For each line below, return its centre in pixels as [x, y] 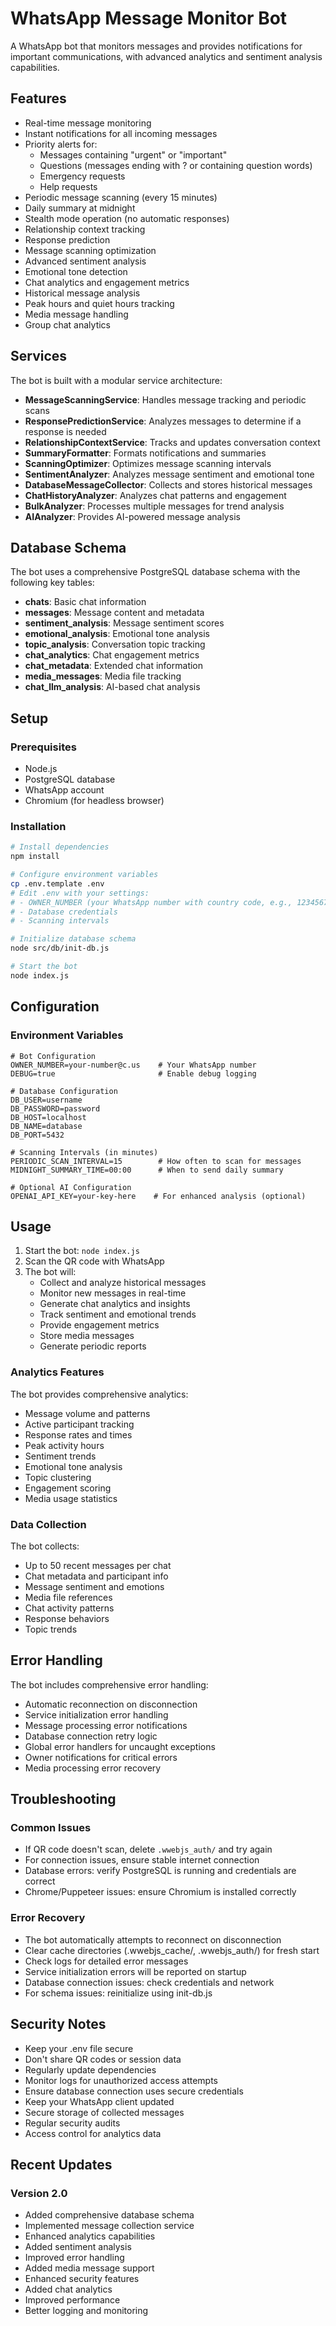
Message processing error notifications [106, 1725]
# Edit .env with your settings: [80, 893]
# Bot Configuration [53, 1056]
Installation [38, 826]
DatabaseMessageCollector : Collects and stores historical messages [168, 484]
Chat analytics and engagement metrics [107, 282]
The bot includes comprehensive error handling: [109, 1684]
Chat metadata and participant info [96, 1576]
